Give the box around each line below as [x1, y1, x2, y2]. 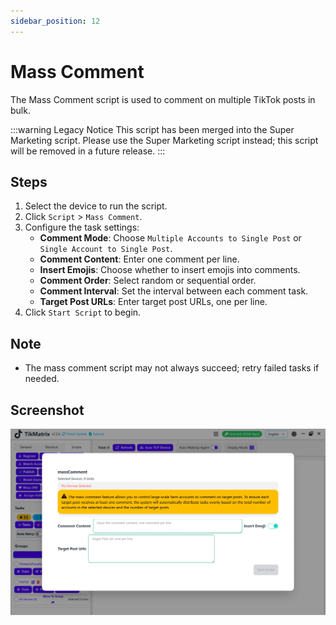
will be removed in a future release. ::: [10, 145, 166, 157]
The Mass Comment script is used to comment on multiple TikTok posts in [10, 93, 316, 105]
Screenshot [10, 401, 85, 419]
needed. [24, 373, 60, 385]
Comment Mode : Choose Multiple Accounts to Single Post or [39, 232, 302, 244]
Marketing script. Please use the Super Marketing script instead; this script [10, 134, 319, 146]
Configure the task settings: [24, 221, 140, 234]
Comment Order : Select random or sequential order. [39, 275, 257, 287]
